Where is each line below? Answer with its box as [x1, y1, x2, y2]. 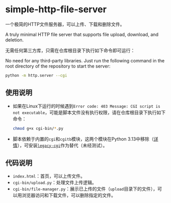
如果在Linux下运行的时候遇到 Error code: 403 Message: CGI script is [12, 103, 161, 109]
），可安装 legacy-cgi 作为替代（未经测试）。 [17, 142, 108, 148]
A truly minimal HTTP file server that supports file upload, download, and [5, 31, 159, 37]
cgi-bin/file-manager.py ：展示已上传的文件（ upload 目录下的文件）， [12, 186, 158, 192]
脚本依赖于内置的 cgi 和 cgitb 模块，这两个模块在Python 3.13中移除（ [12, 136, 154, 142]
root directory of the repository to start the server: [5, 63, 111, 69]
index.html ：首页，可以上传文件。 [12, 173, 85, 179]
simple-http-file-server [5, 4, 107, 15]
